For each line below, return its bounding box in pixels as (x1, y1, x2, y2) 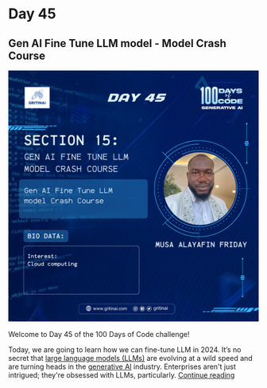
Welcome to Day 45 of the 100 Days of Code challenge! (8, 330, 190, 339)
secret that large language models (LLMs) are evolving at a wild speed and (8, 354, 253, 363)
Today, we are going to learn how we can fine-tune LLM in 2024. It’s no (8, 345, 242, 355)
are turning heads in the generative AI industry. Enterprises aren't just (8, 362, 236, 371)
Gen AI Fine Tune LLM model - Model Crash (8, 37, 226, 50)
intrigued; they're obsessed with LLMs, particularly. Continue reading (8, 370, 235, 379)
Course (8, 49, 46, 62)
